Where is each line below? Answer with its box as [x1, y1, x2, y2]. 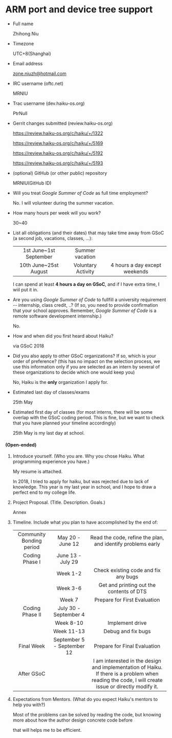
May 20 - [57, 534, 81, 541]
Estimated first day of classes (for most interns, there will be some [12, 409, 153, 415]
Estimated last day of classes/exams [12, 389, 90, 395]
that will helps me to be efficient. [12, 727, 82, 733]
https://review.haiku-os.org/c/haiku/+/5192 [12, 150, 103, 156]
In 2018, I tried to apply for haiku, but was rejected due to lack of [12, 478, 149, 485]
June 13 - [56, 552, 82, 559]
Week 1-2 [56, 570, 82, 577]
